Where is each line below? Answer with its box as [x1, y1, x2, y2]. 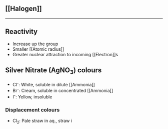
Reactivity [5, 28, 38, 36]
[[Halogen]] [5, 5, 42, 13]
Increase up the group [12, 41, 58, 47]
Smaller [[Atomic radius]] [12, 46, 64, 52]
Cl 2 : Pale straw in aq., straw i [12, 117, 72, 125]
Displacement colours [5, 106, 60, 113]
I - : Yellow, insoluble [12, 93, 52, 100]
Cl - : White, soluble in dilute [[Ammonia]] [12, 80, 95, 87]
